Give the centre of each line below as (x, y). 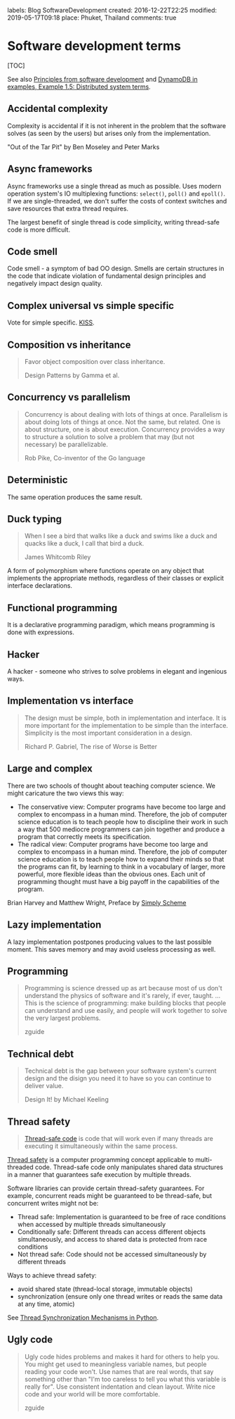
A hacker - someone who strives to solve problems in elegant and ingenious (117, 671)
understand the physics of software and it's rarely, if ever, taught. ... (122, 996)
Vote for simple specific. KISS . (51, 322)
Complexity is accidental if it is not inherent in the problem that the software (117, 125)
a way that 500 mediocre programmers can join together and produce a (121, 829)
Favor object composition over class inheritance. (95, 361)
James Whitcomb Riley (58, 557)
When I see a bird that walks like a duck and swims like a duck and (121, 536)
